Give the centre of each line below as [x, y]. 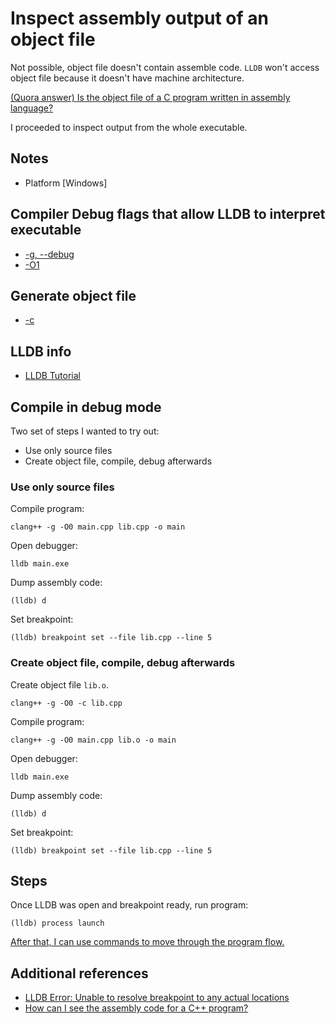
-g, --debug [49, 254]
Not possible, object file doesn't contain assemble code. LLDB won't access [165, 67]
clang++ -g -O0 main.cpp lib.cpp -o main [98, 527]
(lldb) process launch [57, 923]
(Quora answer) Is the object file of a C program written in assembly [150, 97]
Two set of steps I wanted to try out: [85, 431]
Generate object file [73, 295]
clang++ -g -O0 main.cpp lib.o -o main [93, 740]
